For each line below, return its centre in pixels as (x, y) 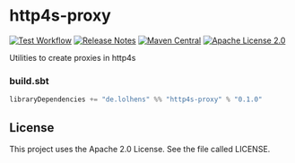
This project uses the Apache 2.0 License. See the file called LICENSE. (140, 149)
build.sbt (29, 81)
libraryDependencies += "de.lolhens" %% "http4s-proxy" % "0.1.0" (136, 99)
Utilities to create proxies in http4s (73, 57)
